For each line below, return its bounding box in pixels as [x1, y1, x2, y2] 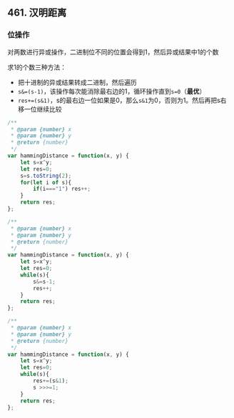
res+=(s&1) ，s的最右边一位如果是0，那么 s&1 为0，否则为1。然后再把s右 [17, 96, 227, 104]
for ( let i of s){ [20, 179, 72, 186]
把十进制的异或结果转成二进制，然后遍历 [17, 78, 137, 86]
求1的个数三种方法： [7, 63, 66, 71]
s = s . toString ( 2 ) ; [20, 172, 72, 179]
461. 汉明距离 [7, 6, 67, 19]
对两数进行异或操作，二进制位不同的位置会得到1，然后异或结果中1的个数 [7, 47, 219, 56]
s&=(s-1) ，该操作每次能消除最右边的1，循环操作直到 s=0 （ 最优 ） [17, 86, 206, 95]
